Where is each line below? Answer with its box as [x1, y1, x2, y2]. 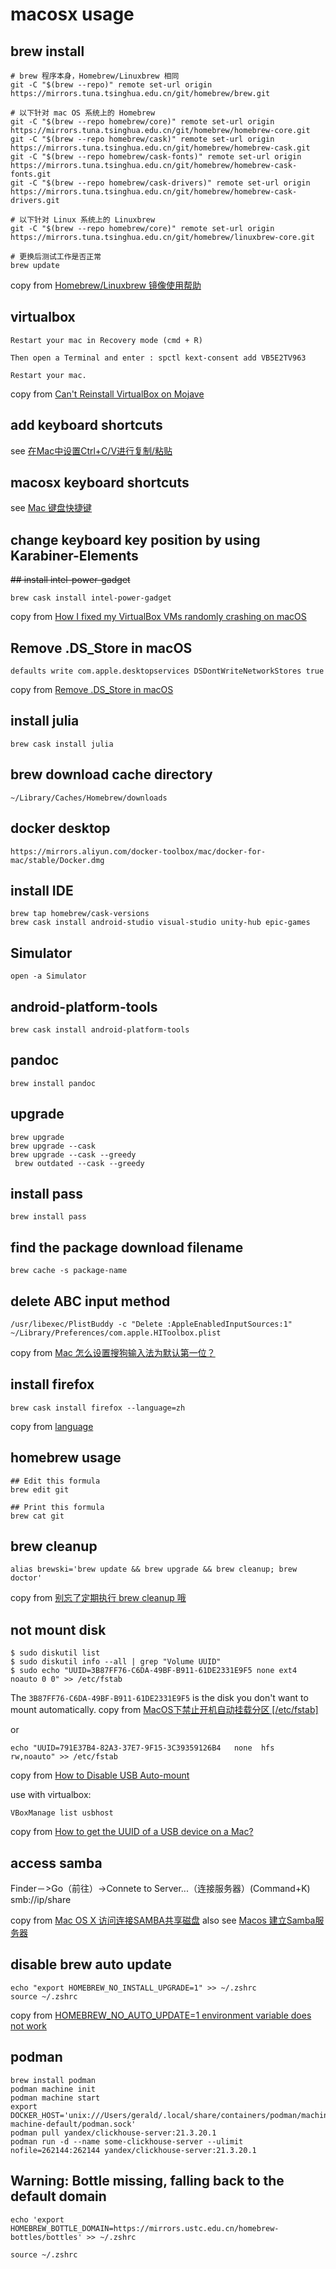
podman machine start [10, 2093, 101, 2103]
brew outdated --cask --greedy [14, 1158, 145, 1168]
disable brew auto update [10, 1956, 172, 1973]
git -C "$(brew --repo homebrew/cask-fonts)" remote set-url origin [10, 152, 302, 162]
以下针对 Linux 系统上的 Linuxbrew [19, 215, 156, 225]
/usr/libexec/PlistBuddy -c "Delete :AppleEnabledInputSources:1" [10, 1319, 293, 1329]
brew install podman [10, 2075, 97, 2085]
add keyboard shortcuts [10, 417, 163, 434]
